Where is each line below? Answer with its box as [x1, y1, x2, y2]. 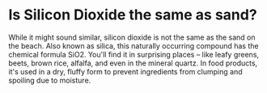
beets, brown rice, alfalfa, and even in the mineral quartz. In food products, [8, 58, 258, 68]
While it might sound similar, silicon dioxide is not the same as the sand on [8, 32, 256, 42]
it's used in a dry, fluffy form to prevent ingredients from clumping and [8, 66, 243, 76]
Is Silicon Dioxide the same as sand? [8, 6, 257, 24]
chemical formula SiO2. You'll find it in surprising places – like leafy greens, [8, 49, 260, 59]
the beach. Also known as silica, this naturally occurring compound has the [8, 40, 259, 50]
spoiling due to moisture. [8, 75, 91, 85]
